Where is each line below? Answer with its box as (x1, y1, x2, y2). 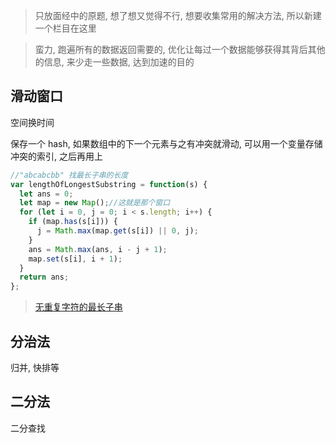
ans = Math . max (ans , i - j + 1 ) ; (28, 244, 168, 254)
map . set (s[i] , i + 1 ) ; (28, 254, 123, 264)
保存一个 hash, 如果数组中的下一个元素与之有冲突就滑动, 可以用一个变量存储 (10, 137, 323, 149)
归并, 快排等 (10, 362, 60, 373)
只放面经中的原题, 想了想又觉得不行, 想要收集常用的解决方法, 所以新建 (34, 10, 322, 21)
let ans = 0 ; (19, 189, 74, 199)
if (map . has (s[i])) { (28, 217, 118, 227)
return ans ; (19, 272, 70, 283)
